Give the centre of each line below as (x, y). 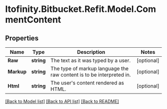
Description (91, 52)
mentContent (33, 20)
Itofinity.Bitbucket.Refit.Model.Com (81, 9)
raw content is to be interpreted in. (91, 75)
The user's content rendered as (87, 83)
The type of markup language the (89, 68)
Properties (22, 38)
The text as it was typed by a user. (90, 60)
